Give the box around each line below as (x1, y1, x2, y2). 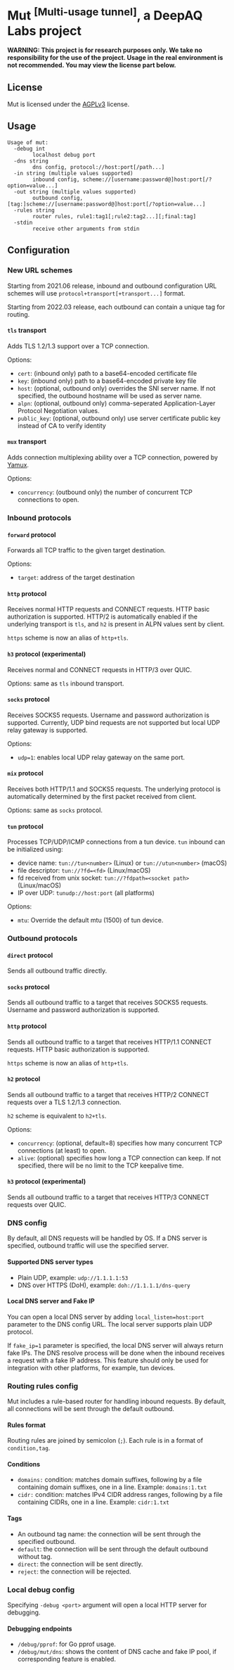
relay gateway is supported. (7, 726, 88, 734)
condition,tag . (7, 1444, 51, 1453)
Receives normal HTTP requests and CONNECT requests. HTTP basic (7, 605, 210, 614)
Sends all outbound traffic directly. (7, 966, 108, 975)
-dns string (13, 157, 49, 165)
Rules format (7, 1420, 46, 1429)
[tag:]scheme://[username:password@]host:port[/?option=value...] (7, 201, 206, 208)
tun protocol (7, 822, 44, 830)
